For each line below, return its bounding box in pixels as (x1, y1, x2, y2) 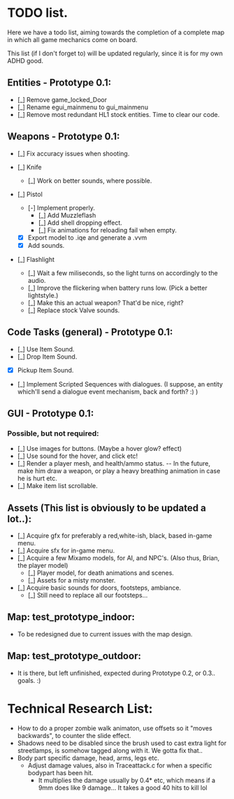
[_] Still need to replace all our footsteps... (27, 591, 148, 599)
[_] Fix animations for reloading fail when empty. (38, 225, 177, 234)
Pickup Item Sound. (17, 366, 74, 374)
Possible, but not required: (7, 429, 99, 438)
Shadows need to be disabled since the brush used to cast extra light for (17, 739, 227, 747)
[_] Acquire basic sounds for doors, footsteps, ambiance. (17, 583, 182, 592)
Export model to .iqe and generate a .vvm (27, 233, 147, 242)
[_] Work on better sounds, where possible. (27, 176, 152, 185)
